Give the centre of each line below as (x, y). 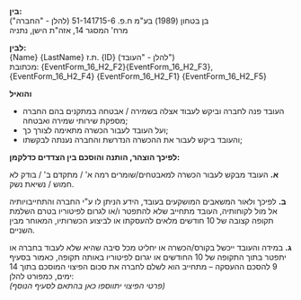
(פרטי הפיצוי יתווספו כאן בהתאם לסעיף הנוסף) (88, 286)
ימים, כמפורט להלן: (42, 276)
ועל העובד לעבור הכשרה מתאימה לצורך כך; (95, 130)
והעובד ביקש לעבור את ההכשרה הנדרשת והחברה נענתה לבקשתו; (132, 140)
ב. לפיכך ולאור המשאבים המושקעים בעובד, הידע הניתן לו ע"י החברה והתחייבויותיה (148, 201)
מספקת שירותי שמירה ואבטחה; (75, 120)
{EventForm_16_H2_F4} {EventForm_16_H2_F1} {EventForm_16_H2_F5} (138, 76)
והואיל (21, 93)
